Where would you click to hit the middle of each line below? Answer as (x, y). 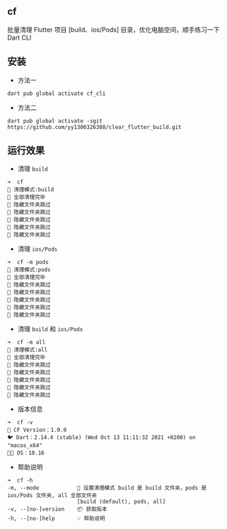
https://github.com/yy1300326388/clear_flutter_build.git (94, 127)
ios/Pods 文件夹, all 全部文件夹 (52, 496)
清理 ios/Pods (37, 249)
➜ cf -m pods (28, 262)
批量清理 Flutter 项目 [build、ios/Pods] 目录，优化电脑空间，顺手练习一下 (113, 29)
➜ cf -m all (27, 343)
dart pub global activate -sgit (55, 121)
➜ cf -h (20, 481)
